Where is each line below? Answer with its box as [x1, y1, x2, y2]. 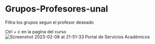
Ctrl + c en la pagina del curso [5, 29, 66, 34]
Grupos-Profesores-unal [5, 3, 108, 15]
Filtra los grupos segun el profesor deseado [5, 19, 94, 25]
